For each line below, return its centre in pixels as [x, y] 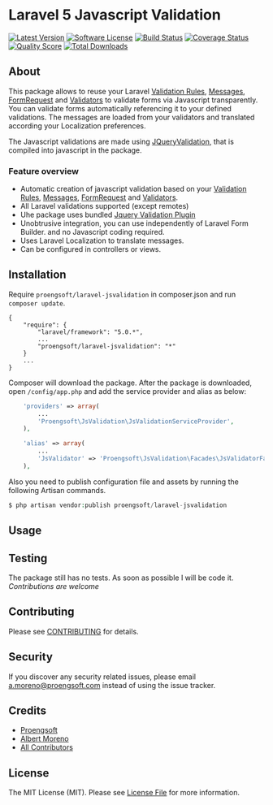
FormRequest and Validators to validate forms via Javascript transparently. [133, 100]
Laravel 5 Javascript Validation [115, 15]
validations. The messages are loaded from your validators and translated [132, 117]
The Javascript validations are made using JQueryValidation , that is [121, 141]
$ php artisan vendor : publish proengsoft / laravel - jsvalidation [118, 505]
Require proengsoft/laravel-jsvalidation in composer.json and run [122, 294]
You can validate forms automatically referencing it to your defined [120, 108]
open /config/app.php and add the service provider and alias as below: [127, 391]
